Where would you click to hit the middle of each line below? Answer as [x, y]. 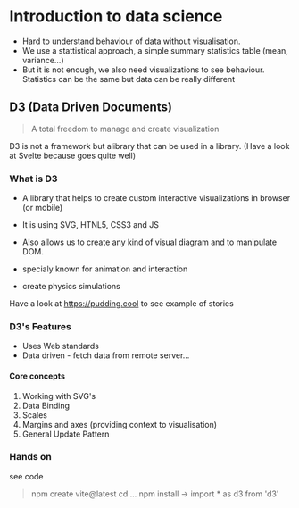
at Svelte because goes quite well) [73, 155]
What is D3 [33, 179]
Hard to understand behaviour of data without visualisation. [131, 41]
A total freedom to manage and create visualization [125, 129]
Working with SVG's [59, 396]
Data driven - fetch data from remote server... [106, 355]
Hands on [30, 457]
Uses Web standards [61, 346]
